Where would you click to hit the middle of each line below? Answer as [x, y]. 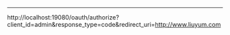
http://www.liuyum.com [188, 25]
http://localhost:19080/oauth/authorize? [63, 17]
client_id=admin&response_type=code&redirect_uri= [81, 25]
